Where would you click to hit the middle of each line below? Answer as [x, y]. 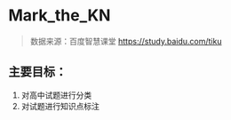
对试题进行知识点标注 [60, 106]
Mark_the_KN [60, 16]
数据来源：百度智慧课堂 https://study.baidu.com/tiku [126, 41]
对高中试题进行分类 [56, 95]
